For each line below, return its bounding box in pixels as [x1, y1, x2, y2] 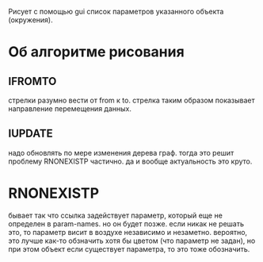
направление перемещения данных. [8, 104, 132, 114]
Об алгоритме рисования [8, 43, 185, 61]
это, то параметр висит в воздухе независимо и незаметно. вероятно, [8, 227, 248, 237]
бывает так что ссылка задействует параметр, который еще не [8, 210, 223, 220]
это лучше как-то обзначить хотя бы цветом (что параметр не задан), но [8, 236, 256, 245]
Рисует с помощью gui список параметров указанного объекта [8, 7, 224, 16]
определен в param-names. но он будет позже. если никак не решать [8, 218, 244, 229]
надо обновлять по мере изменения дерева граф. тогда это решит [8, 148, 234, 157]
